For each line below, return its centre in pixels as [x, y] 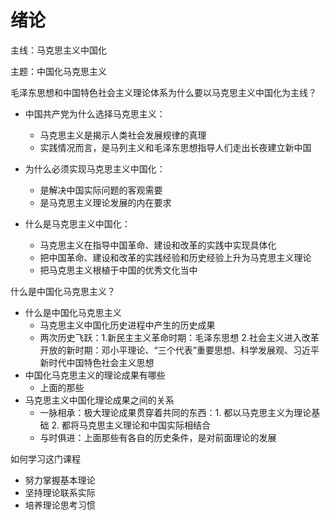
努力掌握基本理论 [60, 480]
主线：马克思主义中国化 [58, 50]
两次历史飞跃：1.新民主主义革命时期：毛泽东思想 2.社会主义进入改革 [179, 337]
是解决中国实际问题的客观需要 [101, 190]
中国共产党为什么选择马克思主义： [95, 113]
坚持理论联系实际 [60, 492]
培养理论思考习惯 [60, 505]
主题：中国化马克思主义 [58, 71]
